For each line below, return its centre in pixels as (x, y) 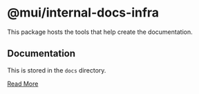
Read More (23, 84)
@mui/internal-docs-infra (83, 13)
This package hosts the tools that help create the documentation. (100, 32)
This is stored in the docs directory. (57, 70)
